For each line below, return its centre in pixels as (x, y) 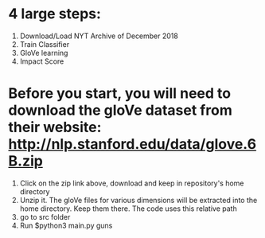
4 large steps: (55, 14)
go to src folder (45, 217)
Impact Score (42, 61)
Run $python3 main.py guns (66, 225)
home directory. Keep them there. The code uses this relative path (128, 209)
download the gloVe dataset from (120, 110)
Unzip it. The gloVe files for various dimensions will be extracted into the (138, 200)
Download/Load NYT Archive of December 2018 (99, 36)
